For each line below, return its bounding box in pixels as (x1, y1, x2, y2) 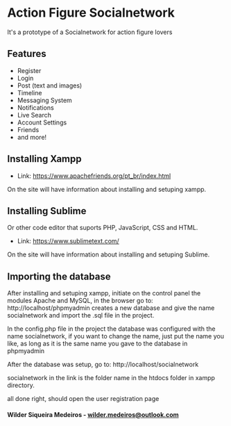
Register (17, 66, 42, 74)
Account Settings (17, 118, 67, 126)
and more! (17, 133, 47, 141)
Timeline (17, 88, 42, 97)
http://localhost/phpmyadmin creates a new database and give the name (7, 304, 215, 312)
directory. (7, 381, 35, 390)
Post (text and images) (17, 81, 83, 90)
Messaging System (17, 96, 73, 104)
